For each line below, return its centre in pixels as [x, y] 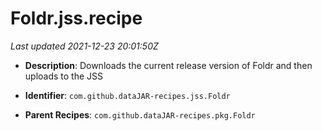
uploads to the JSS [64, 76]
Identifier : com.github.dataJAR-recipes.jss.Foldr [127, 95]
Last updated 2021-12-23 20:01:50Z [84, 46]
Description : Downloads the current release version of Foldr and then [168, 65]
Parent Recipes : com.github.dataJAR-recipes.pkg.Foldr [140, 114]
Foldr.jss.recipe [76, 18]
